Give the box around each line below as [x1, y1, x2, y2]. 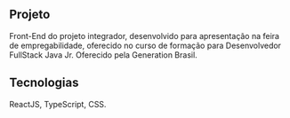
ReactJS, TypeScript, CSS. [9, 98, 107, 109]
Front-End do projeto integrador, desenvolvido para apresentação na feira [9, 30, 280, 41]
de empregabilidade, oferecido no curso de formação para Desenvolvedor [9, 40, 282, 51]
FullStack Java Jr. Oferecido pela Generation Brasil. [9, 49, 197, 60]
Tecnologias [9, 75, 79, 90]
